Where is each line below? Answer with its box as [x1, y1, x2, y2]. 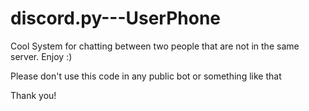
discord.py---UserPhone [10, 7, 222, 30]
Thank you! [10, 89, 57, 101]
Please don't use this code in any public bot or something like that [10, 70, 282, 82]
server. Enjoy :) [10, 50, 73, 62]
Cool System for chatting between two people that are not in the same [10, 40, 300, 52]
